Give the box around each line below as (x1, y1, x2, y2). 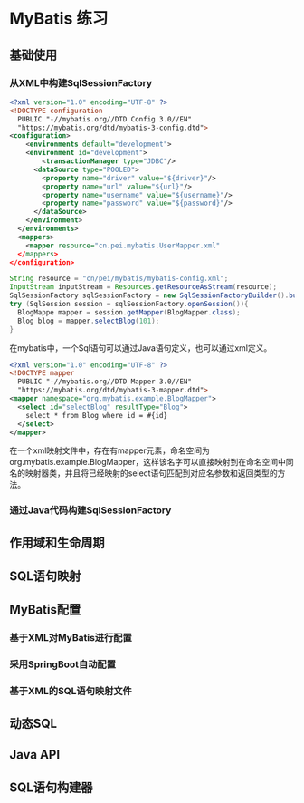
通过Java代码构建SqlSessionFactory (9, 504, 172, 517)
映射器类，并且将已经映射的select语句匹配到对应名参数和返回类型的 (24, 468, 278, 479)
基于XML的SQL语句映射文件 (9, 685, 133, 698)
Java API (9, 747, 61, 762)
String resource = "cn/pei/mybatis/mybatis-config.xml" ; (9, 274, 229, 284)
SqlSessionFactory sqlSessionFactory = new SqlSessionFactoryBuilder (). (9, 291, 290, 300)
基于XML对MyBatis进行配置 (9, 632, 133, 644)
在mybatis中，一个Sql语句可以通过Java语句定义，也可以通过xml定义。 (9, 342, 272, 353)
